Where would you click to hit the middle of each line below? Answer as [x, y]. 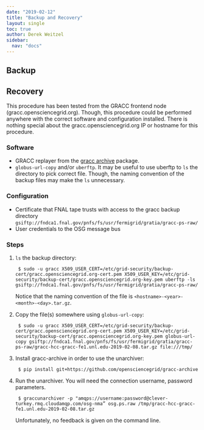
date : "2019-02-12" [31, 12]
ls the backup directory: [46, 258]
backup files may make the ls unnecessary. [70, 180]
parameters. [30, 387]
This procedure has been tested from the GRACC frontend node [86, 106]
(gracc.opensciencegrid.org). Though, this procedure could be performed [99, 113]
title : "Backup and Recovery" [45, 18]
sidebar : [17, 40]
